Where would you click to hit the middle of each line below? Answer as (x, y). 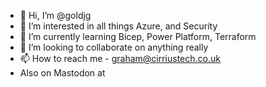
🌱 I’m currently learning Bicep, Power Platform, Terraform (138, 36)
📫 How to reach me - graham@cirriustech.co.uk (120, 58)
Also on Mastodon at (62, 73)
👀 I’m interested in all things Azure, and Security (118, 26)
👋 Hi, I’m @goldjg (55, 15)
